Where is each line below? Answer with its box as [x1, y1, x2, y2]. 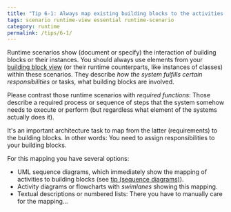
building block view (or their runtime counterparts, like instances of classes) [7, 63, 223, 71]
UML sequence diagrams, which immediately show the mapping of [17, 168, 208, 176]
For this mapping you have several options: [7, 155, 130, 163]
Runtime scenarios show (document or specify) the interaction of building [7, 48, 217, 57]
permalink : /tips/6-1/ [7, 29, 72, 37]
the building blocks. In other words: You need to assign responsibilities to [7, 134, 215, 142]
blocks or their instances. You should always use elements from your [7, 56, 203, 64]
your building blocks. [7, 141, 67, 149]
